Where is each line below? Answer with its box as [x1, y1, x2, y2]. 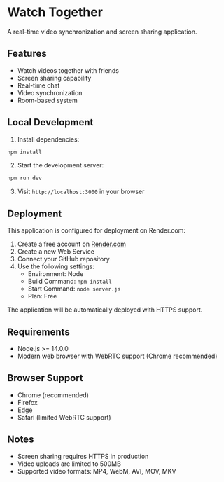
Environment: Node [27, 270, 84, 278]
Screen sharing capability [17, 74, 92, 82]
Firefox [17, 398, 38, 406]
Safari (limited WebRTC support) [17, 413, 111, 421]
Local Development [7, 116, 94, 128]
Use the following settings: [17, 262, 94, 270]
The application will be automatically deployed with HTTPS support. [7, 305, 203, 314]
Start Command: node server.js [27, 284, 121, 293]
